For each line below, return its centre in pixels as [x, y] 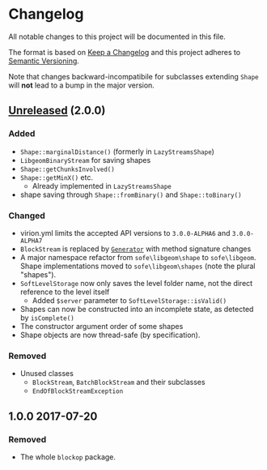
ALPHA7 [31, 241]
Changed [27, 216]
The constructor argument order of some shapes [102, 326]
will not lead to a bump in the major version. [82, 85]
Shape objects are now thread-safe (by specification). [110, 335]
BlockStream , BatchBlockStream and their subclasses [119, 382]
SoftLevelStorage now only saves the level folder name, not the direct [136, 283]
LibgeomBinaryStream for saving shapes [85, 160]
